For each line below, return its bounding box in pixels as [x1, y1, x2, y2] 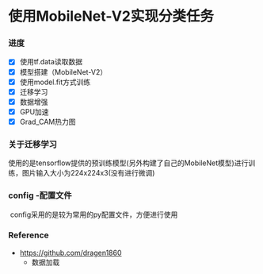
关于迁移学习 [8, 138, 58, 149]
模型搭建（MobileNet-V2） [19, 67, 108, 76]
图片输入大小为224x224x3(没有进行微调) [21, 168, 155, 178]
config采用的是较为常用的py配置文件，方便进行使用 [10, 210, 178, 219]
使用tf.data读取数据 [19, 57, 83, 67]
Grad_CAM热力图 [19, 117, 77, 126]
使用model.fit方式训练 [19, 77, 91, 87]
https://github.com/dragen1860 [19, 248, 122, 257]
